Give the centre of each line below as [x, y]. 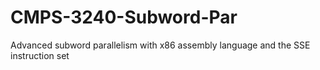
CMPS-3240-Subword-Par [124, 17]
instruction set [40, 55]
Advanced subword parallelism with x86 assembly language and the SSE [160, 45]
